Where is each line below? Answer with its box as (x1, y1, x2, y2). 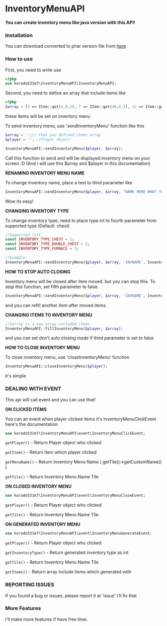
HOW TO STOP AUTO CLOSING (5, 269, 71, 275)
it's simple (5, 373, 26, 379)
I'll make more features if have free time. (5, 616, 88, 622)
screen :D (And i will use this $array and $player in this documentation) (5, 160, 151, 166)
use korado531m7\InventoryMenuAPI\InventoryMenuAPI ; (5, 81, 117, 86)
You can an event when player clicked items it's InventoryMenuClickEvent (5, 416, 157, 422)
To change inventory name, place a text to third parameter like (5, 179, 133, 185)
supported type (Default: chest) (5, 223, 70, 229)
